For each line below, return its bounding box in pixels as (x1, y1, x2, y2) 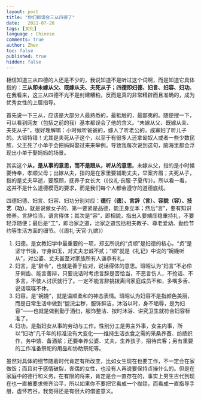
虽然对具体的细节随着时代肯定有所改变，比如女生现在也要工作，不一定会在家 (6, 357, 195, 365)
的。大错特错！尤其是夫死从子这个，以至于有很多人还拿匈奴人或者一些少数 (6, 134, 190, 141)
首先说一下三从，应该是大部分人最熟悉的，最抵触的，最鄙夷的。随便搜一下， (6, 112, 195, 119)
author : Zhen (6, 43, 39, 49)
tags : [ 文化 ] (6, 25, 37, 32)
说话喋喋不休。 (14, 284, 52, 291)
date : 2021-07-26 (6, 20, 55, 26)
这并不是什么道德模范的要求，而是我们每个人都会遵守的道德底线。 (6, 184, 169, 191)
